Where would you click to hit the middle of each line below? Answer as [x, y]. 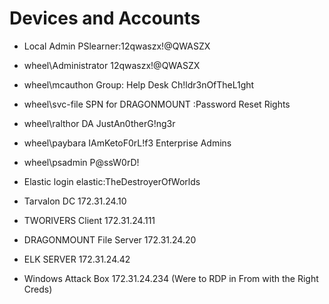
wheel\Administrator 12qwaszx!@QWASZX [112, 65]
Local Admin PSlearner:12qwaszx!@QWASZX [117, 46]
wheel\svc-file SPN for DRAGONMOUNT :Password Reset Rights [157, 104]
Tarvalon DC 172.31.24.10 [75, 201]
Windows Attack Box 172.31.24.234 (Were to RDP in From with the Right [171, 278]
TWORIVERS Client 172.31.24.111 [89, 220]
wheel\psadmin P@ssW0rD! [81, 162]
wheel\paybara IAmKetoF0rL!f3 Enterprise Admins [127, 143]
